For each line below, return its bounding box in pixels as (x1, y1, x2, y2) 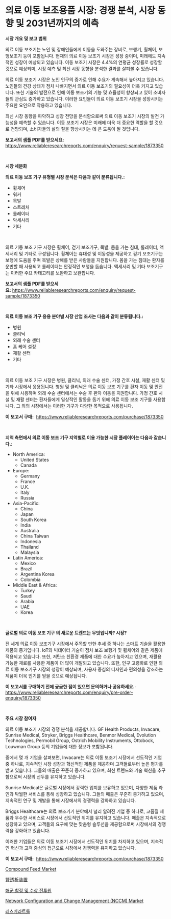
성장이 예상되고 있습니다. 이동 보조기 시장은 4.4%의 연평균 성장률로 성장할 (14, 59, 162, 65)
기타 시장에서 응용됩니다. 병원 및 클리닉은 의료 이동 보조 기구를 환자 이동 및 (5, 383, 154, 390)
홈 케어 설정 (12, 343, 37, 349)
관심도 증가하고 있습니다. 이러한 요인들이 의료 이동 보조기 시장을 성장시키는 (14, 95, 163, 102)
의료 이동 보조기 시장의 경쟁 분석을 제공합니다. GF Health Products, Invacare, (5, 726, 161, 732)
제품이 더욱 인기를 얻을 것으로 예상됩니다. (5, 672, 87, 678)
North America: (12, 451, 45, 457)
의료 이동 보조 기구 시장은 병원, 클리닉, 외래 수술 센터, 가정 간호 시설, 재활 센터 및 (5, 377, 165, 383)
